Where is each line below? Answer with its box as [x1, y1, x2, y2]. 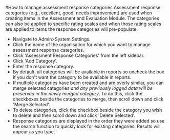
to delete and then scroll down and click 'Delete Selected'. [12, 112, 136, 118]
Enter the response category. [12, 64, 74, 69]
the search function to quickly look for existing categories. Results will [12, 123, 161, 129]
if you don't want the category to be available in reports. [12, 74, 132, 80]
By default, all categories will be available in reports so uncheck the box [12, 69, 165, 75]
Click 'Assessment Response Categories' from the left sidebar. [12, 52, 145, 58]
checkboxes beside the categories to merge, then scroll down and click [12, 96, 164, 102]
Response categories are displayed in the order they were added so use [12, 118, 165, 124]
